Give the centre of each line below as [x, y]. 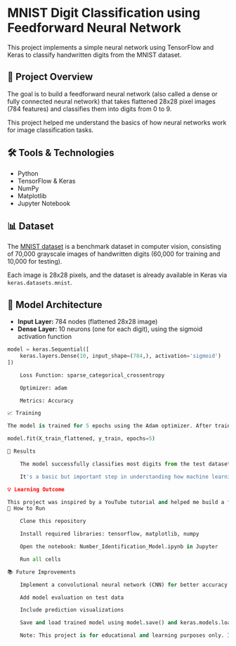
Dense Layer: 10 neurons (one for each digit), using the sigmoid [110, 329]
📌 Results [22, 451]
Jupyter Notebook [44, 203]
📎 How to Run [26, 509]
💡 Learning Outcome [36, 489]
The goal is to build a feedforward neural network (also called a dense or [112, 93]
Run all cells [40, 559]
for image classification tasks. [51, 130]
